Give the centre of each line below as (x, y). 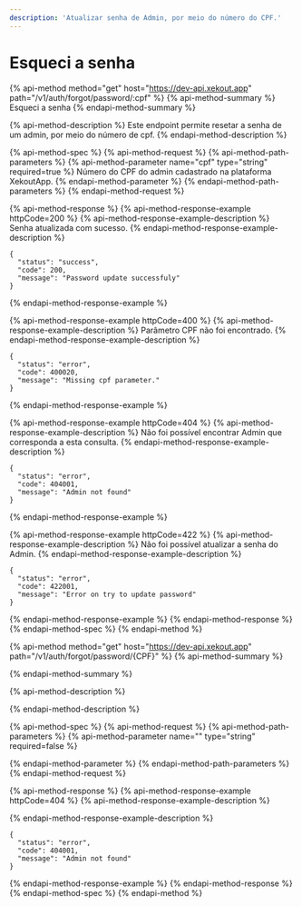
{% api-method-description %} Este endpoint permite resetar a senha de (146, 125)
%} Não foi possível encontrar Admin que (205, 432)
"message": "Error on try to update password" (107, 594)
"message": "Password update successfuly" (99, 278)
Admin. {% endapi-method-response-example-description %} (126, 553)
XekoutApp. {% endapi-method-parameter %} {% (102, 181)
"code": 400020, (48, 372)
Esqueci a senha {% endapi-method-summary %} (103, 107)
